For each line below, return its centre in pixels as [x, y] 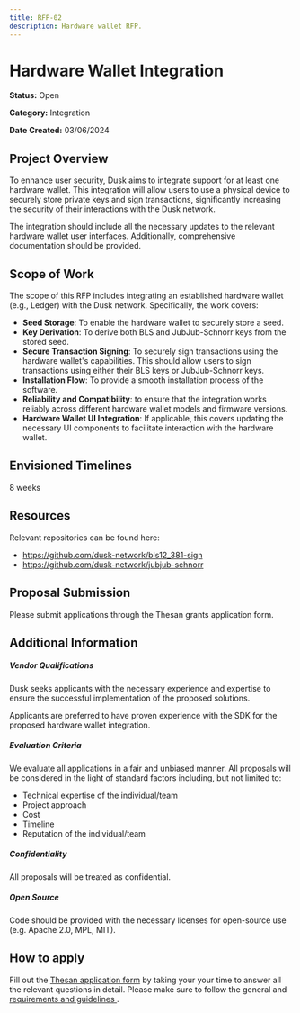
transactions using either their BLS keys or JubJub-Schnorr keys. [143, 371]
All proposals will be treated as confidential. [90, 877]
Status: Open [35, 95]
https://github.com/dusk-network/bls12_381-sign [112, 555]
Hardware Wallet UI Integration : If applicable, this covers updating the [153, 419]
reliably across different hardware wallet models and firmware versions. [155, 409]
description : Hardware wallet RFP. [76, 26]
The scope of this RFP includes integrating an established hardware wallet [147, 296]
